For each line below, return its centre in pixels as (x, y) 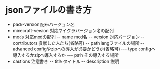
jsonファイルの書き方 (49, 10)
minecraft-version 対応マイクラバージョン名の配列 (63, 30)
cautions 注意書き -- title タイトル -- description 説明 (66, 61)
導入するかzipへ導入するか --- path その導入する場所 (66, 55)
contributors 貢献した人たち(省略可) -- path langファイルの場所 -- (79, 43)
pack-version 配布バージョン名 (43, 24)
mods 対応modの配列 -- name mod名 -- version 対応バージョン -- (79, 37)
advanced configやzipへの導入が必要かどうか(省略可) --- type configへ (84, 49)
